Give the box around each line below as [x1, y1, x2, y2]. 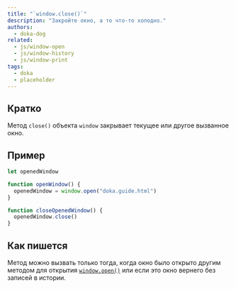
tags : [7, 63, 23, 70]
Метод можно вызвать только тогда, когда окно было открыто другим [7, 258, 221, 266]
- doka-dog [13, 30, 46, 38]
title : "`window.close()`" [7, 10, 87, 18]
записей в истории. [7, 273, 66, 282]
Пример [7, 149, 45, 161]
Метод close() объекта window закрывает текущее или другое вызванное [7, 121, 229, 130]
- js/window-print [13, 57, 69, 64]
